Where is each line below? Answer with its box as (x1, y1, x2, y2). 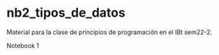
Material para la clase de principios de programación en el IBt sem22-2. (6, 28, 213, 36)
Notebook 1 (6, 41, 40, 49)
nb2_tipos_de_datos (6, 5, 126, 21)
